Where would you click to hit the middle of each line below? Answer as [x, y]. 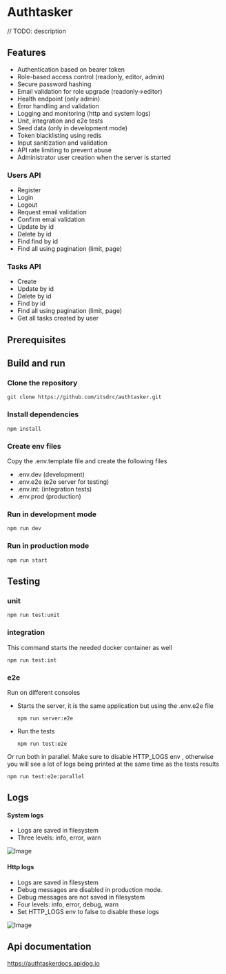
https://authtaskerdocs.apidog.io [53, 963]
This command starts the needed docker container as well [90, 647]
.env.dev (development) [51, 475]
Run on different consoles [44, 692]
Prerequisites [37, 339]
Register [29, 190]
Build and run [36, 364]
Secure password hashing [54, 84]
